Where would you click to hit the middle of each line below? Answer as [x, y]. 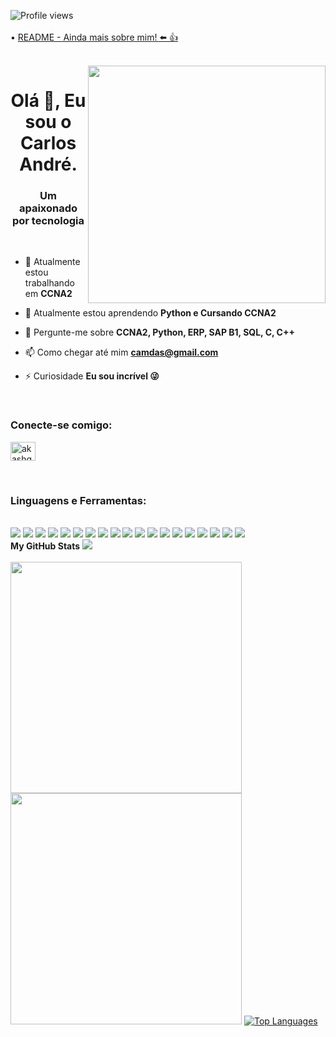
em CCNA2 [48, 294]
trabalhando [49, 283]
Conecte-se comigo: [61, 425]
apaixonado [48, 208]
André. [48, 164]
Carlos [48, 143]
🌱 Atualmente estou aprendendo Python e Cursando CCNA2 [150, 313]
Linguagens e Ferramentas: [78, 500]
